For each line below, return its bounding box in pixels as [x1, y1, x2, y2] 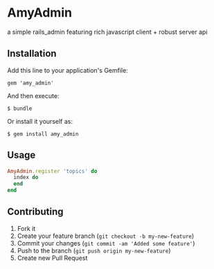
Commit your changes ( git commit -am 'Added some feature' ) [17, 239, 195, 247]
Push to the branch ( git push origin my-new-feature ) [17, 246, 171, 254]
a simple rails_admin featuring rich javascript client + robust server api [7, 28, 208, 36]
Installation [7, 48, 57, 59]
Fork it [17, 224, 36, 232]
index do [13, 174, 39, 181]
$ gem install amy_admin [7, 130, 79, 138]
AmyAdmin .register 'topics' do [7, 167, 98, 174]
